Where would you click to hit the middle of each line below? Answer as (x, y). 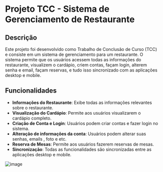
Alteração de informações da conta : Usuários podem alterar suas (79, 134)
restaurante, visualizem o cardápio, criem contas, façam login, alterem (76, 65)
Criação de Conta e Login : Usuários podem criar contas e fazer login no (85, 123)
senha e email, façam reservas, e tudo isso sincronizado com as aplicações (81, 70)
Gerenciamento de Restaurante (70, 19)
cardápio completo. (32, 118)
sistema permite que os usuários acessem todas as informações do (73, 60)
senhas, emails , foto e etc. (39, 139)
